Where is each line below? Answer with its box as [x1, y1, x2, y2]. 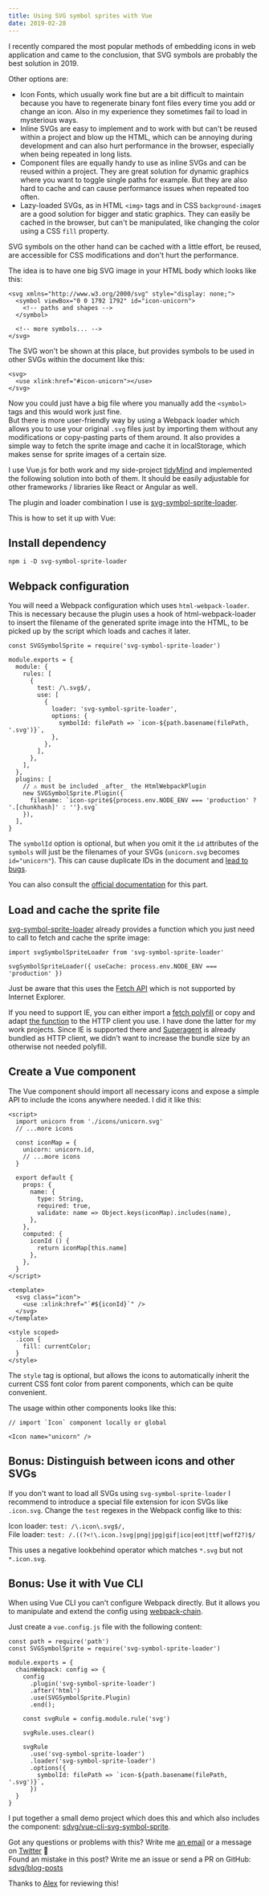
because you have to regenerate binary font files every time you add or [19, 98, 255, 108]
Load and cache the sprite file [8, 903, 161, 916]
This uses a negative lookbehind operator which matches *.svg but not [8, 1545, 243, 1555]
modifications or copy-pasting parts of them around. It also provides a [8, 432, 241, 442]
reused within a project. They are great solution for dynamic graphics [19, 166, 249, 176]
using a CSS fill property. [19, 226, 110, 235]
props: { [22, 1180, 52, 1189]
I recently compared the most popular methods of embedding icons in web [8, 41, 256, 51]
